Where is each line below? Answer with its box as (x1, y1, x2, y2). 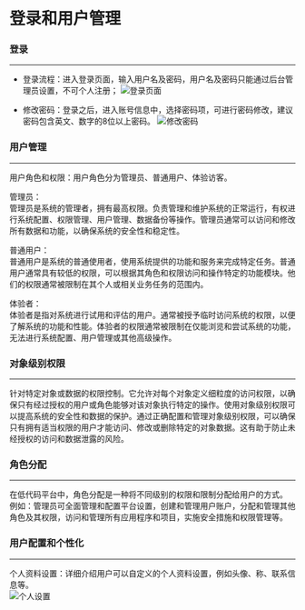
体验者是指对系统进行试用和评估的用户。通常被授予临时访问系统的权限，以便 (9, 309, 296, 320)
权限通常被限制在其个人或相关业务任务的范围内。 (25, 278, 209, 289)
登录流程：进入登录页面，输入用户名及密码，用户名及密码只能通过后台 (22, 74, 286, 85)
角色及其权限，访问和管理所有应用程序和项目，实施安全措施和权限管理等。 (9, 512, 288, 523)
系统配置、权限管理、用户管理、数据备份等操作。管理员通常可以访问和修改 (16, 214, 296, 225)
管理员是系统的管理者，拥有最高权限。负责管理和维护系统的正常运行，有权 (9, 202, 288, 214)
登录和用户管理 (9, 8, 122, 29)
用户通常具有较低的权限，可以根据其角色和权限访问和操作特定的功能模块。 (9, 267, 288, 278)
